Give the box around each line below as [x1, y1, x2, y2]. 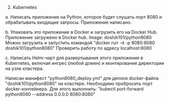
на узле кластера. [5, 65, 44, 71]
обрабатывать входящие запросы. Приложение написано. [5, 20, 132, 25]
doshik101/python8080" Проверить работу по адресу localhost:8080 [5, 45, 152, 51]
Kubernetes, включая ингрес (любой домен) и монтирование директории [5, 60, 164, 66]
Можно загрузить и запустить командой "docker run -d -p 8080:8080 [5, 40, 155, 46]
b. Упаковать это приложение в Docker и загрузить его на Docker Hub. [5, 29, 158, 35]
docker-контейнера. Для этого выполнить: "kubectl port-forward [5, 86, 144, 92]
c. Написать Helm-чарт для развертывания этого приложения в [5, 55, 143, 61]
